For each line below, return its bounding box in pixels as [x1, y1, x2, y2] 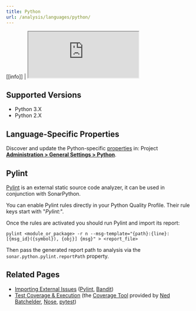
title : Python [6, 8, 41, 15]
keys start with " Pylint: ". [6, 208, 64, 215]
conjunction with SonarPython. [6, 190, 81, 197]
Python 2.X [14, 112, 42, 119]
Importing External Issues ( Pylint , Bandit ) [14, 285, 114, 293]
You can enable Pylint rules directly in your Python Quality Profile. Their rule [6, 202, 190, 209]
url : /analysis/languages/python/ [6, 14, 91, 20]
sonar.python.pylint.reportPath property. [6, 252, 109, 260]
